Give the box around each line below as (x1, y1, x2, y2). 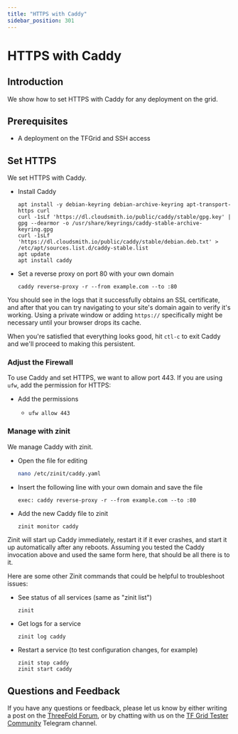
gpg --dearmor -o (17, 220, 70, 227)
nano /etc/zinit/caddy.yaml (17, 470, 101, 477)
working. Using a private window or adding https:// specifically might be (7, 311, 223, 320)
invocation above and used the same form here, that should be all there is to (7, 551, 230, 559)
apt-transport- (186, 201, 232, 208)
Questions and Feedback (7, 685, 121, 697)
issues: (7, 580, 28, 588)
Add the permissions (17, 395, 79, 404)
